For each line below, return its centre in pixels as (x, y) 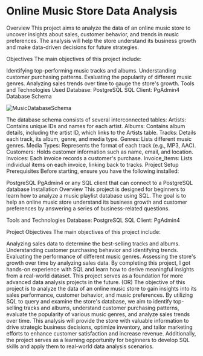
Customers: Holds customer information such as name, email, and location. (100, 152)
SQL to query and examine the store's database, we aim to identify (89, 301)
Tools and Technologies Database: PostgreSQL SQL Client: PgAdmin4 (93, 220)
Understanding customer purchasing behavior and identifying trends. (92, 250)
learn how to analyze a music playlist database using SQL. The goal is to (96, 195)
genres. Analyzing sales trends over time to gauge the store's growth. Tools (100, 83)
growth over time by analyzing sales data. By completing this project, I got (98, 263)
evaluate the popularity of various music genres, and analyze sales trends (98, 314)
